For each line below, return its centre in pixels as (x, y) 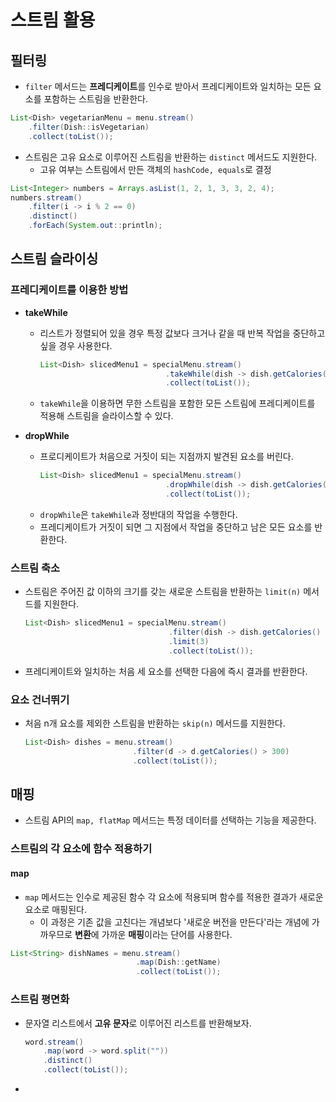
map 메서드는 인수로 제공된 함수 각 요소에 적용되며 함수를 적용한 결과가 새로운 (174, 897)
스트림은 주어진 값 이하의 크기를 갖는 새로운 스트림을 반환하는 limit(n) (163, 592)
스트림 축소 (35, 568)
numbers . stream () (46, 197)
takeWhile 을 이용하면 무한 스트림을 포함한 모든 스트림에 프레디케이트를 (177, 403)
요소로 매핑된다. (55, 909)
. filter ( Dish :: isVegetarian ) (89, 127)
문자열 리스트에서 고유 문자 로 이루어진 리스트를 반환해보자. (138, 1023)
